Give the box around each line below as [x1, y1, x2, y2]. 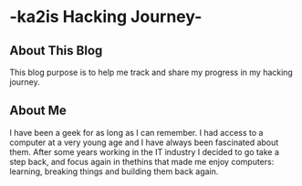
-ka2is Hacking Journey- [9, 6, 203, 27]
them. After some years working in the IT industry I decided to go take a [9, 146, 280, 157]
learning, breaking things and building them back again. [9, 166, 219, 177]
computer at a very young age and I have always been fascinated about [9, 137, 279, 148]
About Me [9, 103, 67, 119]
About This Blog [9, 43, 103, 58]
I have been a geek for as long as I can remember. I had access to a [9, 127, 264, 138]
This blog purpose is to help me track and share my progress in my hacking [9, 67, 294, 77]
